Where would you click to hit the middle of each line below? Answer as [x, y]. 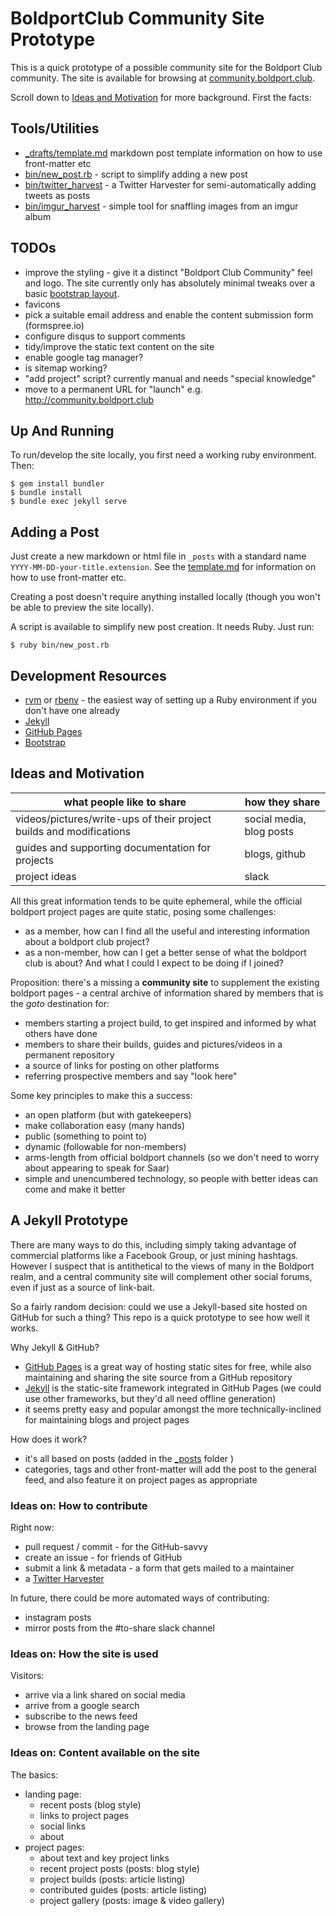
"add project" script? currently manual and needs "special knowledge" [170, 378]
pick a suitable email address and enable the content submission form [169, 314]
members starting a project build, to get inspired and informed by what [170, 1023]
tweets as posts [57, 195]
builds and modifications [73, 831]
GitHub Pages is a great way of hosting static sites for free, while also [168, 1366]
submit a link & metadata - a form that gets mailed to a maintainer [159, 1568]
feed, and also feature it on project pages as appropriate [141, 1479]
